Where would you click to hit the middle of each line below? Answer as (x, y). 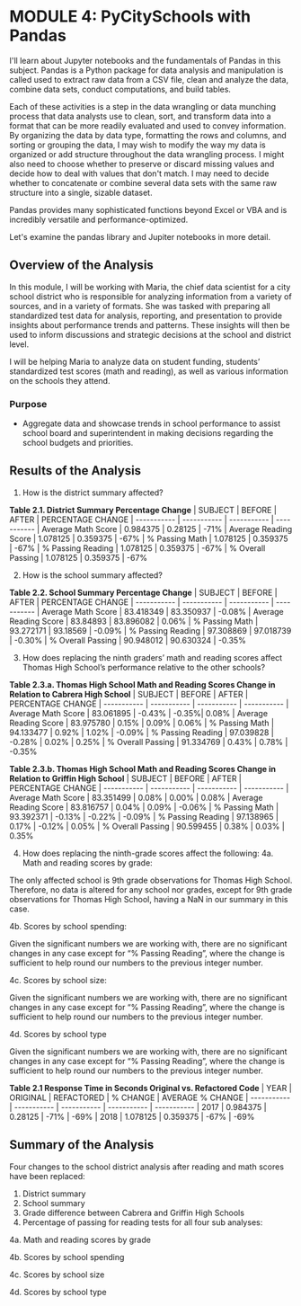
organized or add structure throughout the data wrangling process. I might (147, 154)
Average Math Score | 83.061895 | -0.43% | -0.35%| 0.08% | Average (138, 713)
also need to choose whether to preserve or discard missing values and (142, 164)
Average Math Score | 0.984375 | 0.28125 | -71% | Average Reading (167, 529)
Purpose (28, 404)
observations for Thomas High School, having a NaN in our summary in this (149, 899)
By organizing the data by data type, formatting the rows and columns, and (148, 135)
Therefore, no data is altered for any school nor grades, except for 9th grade (151, 889)
